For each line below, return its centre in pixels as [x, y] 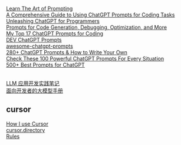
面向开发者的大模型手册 [34, 90]
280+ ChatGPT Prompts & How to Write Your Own [67, 52]
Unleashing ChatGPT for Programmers [53, 21]
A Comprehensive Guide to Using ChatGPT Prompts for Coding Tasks [90, 15]
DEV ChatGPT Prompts [34, 40]
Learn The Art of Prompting [40, 9]
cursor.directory [26, 130]
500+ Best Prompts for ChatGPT [46, 65]
